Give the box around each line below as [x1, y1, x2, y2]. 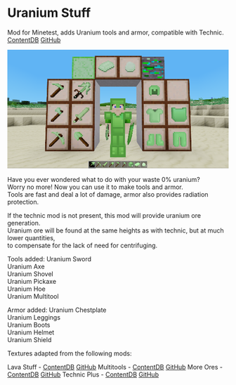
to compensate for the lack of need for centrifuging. [7, 241, 158, 249]
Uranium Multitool [7, 292, 59, 300]
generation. [7, 218, 41, 227]
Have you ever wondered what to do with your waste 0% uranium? [7, 175, 200, 183]
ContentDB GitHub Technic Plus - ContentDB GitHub [7, 370, 159, 379]
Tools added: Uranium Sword [7, 254, 92, 263]
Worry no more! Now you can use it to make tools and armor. [7, 183, 184, 191]
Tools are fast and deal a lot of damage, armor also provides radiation [7, 190, 209, 198]
